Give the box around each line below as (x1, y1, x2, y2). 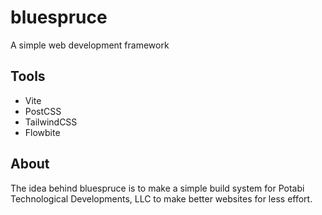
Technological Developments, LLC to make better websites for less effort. (10, 192, 313, 205)
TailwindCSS (24, 116, 78, 128)
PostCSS (24, 105, 62, 117)
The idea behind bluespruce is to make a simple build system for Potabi (10, 182, 305, 194)
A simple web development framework (10, 39, 170, 51)
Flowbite (24, 126, 61, 138)
